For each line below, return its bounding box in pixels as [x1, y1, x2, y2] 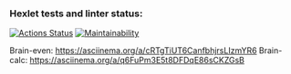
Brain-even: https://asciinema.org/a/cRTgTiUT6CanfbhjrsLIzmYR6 [9, 45, 257, 56]
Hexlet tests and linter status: [9, 7, 143, 20]
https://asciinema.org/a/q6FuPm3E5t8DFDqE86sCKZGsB [29, 55, 244, 66]
